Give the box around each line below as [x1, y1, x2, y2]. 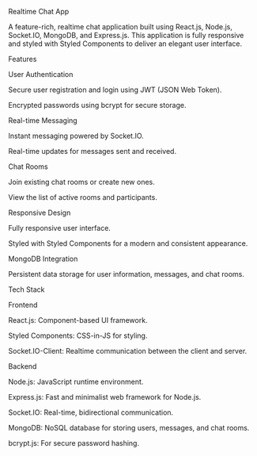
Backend [8, 362, 37, 371]
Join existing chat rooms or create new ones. [8, 178, 156, 186]
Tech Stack [8, 285, 45, 294]
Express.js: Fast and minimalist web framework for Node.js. [8, 393, 202, 401]
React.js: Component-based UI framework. [8, 316, 148, 324]
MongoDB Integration [8, 254, 78, 263]
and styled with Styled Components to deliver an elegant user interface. [8, 39, 243, 48]
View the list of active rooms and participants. [8, 193, 158, 201]
